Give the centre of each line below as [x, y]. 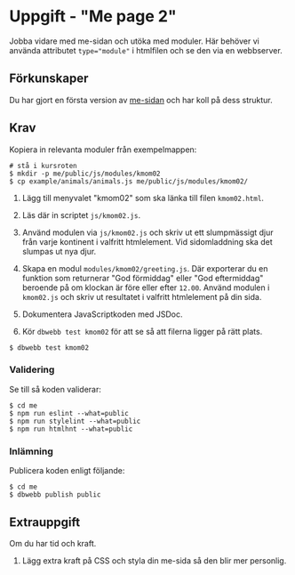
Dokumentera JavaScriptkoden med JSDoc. [103, 314]
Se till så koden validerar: [56, 389]
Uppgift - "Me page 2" [93, 16]
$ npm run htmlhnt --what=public [71, 429]
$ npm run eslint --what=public [69, 413]
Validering [32, 369]
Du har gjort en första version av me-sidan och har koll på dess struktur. [141, 100]
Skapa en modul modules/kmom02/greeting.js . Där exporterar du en [145, 268]
